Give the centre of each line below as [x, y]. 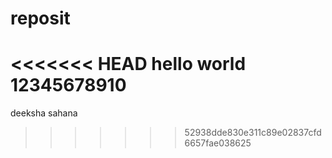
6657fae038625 [218, 143]
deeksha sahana [44, 113]
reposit [40, 18]
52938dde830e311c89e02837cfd [253, 133]
